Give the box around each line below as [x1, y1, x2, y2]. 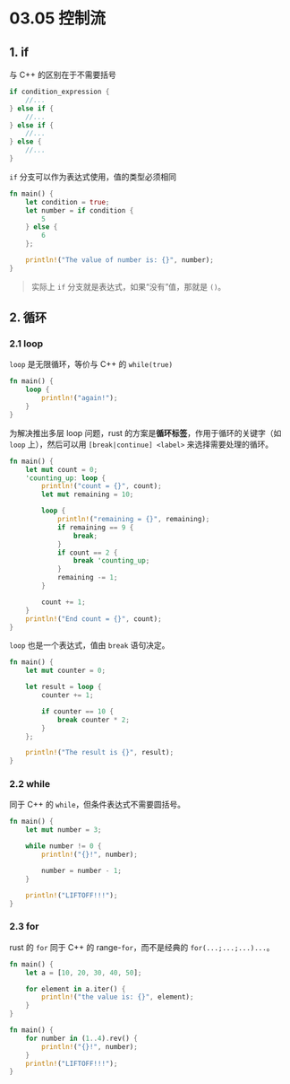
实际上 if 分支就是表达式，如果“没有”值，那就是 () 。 [30, 281, 226, 292]
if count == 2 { [56, 548, 118, 557]
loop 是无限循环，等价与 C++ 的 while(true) [9, 359, 173, 370]
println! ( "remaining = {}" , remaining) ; [56, 515, 210, 524]
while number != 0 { [25, 842, 102, 851]
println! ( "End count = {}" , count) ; [25, 614, 163, 624]
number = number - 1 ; [41, 866, 123, 875]
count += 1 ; [41, 598, 87, 607]
